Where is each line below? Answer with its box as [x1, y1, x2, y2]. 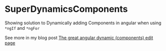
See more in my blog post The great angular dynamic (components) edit [4, 35, 153, 41]
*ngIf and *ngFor [4, 25, 40, 31]
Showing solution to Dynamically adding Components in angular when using [4, 20, 161, 26]
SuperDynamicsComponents [4, 3, 128, 15]
